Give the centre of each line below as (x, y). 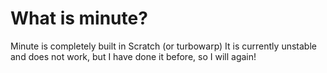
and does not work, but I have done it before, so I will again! (133, 56)
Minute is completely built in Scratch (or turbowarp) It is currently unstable (163, 46)
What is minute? (79, 18)
